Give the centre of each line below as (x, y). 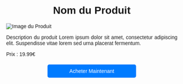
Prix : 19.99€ (21, 54)
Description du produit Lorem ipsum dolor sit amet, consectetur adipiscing (92, 37)
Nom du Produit (92, 10)
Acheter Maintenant (92, 71)
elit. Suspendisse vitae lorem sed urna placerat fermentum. (73, 43)
